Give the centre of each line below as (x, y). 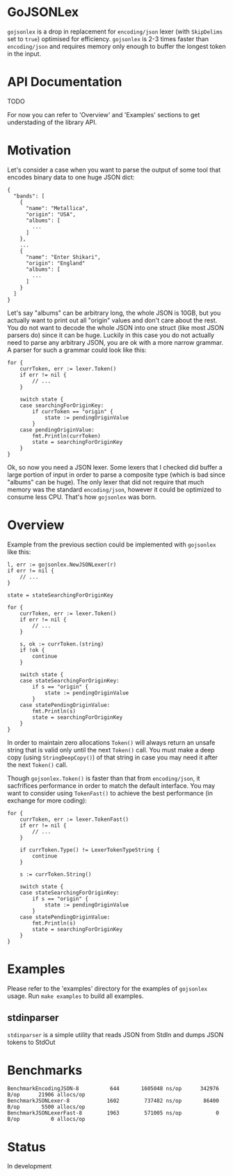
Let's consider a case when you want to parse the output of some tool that (114, 170)
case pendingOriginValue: (57, 430)
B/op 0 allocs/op (46, 1119)
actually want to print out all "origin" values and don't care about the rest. (112, 320)
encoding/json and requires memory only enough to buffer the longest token (116, 46)
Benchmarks (45, 1070)
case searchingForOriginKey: (62, 405)
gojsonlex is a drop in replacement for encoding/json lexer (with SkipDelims (115, 31)
